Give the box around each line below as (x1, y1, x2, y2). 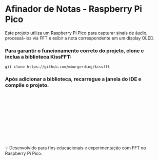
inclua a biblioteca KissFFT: (5, 53, 72, 60)
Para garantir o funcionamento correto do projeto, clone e (5, 47, 144, 54)
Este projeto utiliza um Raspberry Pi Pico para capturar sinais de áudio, (5, 30, 148, 36)
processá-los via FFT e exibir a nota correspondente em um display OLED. (5, 35, 155, 41)
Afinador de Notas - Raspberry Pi (5, 3, 142, 15)
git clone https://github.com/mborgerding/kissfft (5, 64, 110, 69)
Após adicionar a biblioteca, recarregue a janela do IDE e (5, 76, 141, 82)
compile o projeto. (5, 82, 49, 89)
